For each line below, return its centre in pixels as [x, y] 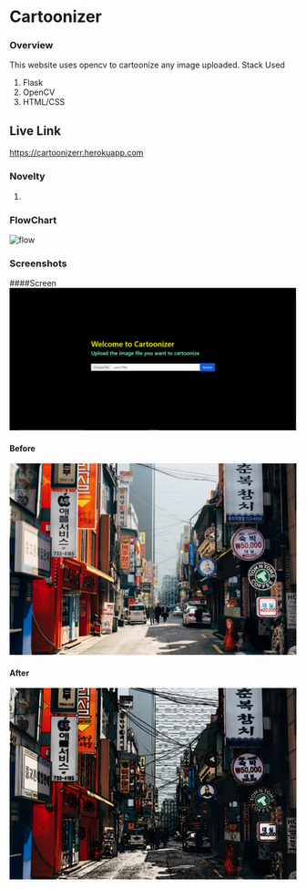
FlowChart [33, 220]
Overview [31, 46]
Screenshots [38, 264]
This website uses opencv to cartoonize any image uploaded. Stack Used [147, 65]
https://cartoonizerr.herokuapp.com [76, 153]
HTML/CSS [44, 102]
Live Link [36, 131]
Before [23, 448]
